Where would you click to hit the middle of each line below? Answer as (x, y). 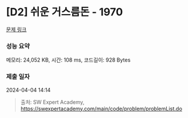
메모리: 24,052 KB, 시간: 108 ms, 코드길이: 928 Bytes (68, 60)
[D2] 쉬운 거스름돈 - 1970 (65, 12)
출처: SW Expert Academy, (52, 102)
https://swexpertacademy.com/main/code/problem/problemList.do (101, 109)
